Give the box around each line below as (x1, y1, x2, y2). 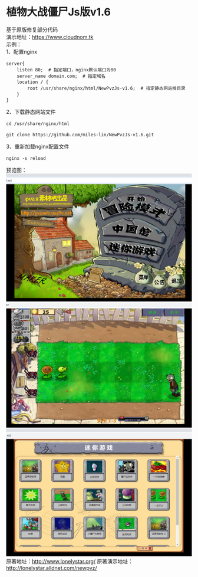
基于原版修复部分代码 (6, 26, 58, 33)
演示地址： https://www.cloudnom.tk (6, 33, 94, 40)
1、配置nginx (6, 48, 37, 55)
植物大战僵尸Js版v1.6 (6, 5, 111, 19)
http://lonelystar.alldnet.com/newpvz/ (6, 564, 97, 571)
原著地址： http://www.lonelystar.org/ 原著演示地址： (6, 558, 134, 565)
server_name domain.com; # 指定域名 (16, 73, 106, 79)
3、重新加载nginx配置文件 (6, 143, 70, 150)
